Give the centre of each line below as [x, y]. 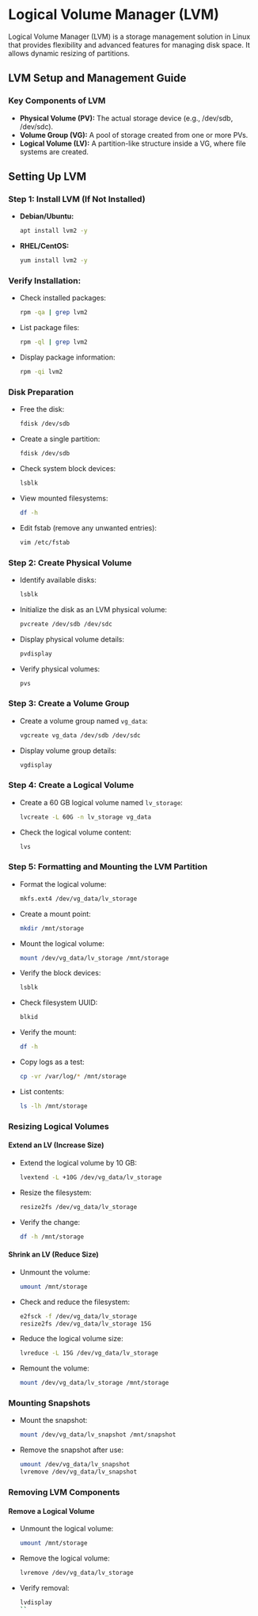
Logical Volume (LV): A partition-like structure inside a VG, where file [133, 143]
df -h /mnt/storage [52, 1237]
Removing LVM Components [64, 1492]
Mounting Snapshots [49, 1403]
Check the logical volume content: [76, 832]
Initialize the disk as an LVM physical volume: [93, 609]
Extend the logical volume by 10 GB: [78, 1162]
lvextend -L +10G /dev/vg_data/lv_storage [91, 1177]
